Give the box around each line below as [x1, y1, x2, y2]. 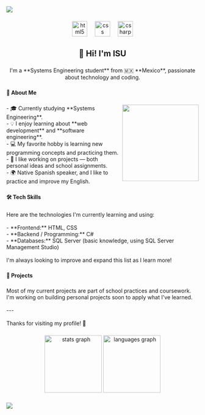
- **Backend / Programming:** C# [6, 230, 94, 237]
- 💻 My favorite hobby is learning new [6, 140, 103, 148]
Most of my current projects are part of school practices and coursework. [6, 287, 192, 294]
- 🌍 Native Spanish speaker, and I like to [6, 169, 109, 176]
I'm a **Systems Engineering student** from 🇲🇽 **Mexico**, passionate [9, 67, 196, 74]
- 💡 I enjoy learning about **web [6, 120, 88, 127]
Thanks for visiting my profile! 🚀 [6, 320, 87, 327]
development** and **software [6, 127, 85, 134]
